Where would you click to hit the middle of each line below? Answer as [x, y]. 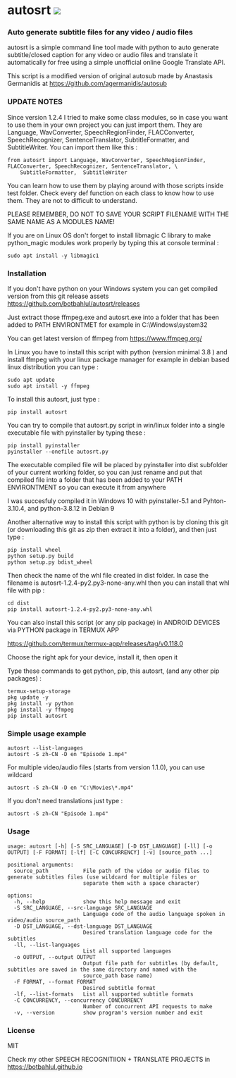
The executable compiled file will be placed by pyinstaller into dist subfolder [118, 465]
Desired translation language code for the [148, 932]
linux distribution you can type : [53, 367]
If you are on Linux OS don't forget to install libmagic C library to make [109, 235]
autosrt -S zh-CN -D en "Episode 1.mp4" [68, 755]
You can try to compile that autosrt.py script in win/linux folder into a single [116, 426]
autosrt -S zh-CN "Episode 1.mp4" [58, 814]
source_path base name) [118, 975]
